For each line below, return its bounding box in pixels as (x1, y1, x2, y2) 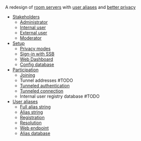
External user (19, 30, 47, 35)
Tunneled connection (19, 88, 64, 94)
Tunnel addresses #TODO (19, 77, 73, 83)
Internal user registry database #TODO (19, 93, 100, 99)
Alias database (19, 131, 51, 136)
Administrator (19, 19, 48, 25)
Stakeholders (12, 14, 40, 19)
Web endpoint (19, 125, 49, 131)
